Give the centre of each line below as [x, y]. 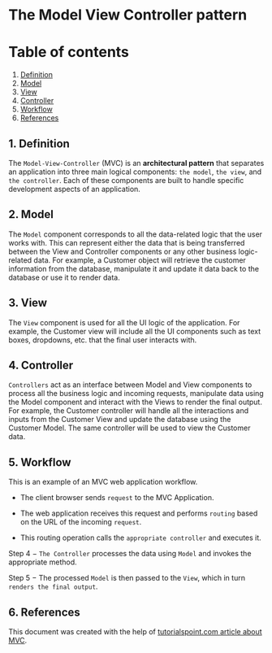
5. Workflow [40, 462]
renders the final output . [53, 586]
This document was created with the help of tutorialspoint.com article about [135, 631]
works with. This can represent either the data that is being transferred [127, 242]
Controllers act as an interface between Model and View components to [130, 385]
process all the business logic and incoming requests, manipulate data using [136, 394]
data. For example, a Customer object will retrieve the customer [140, 260]
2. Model [31, 214]
